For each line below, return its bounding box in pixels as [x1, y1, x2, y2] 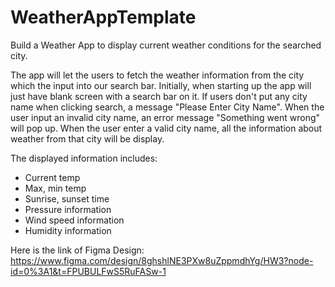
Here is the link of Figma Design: [10, 244, 145, 256]
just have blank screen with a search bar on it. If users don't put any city [10, 90, 308, 102]
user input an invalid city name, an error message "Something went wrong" [10, 111, 321, 123]
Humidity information [24, 224, 112, 236]
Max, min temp [24, 182, 87, 194]
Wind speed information [24, 214, 125, 226]
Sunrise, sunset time [24, 192, 110, 205]
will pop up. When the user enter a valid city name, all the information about [10, 122, 323, 134]
